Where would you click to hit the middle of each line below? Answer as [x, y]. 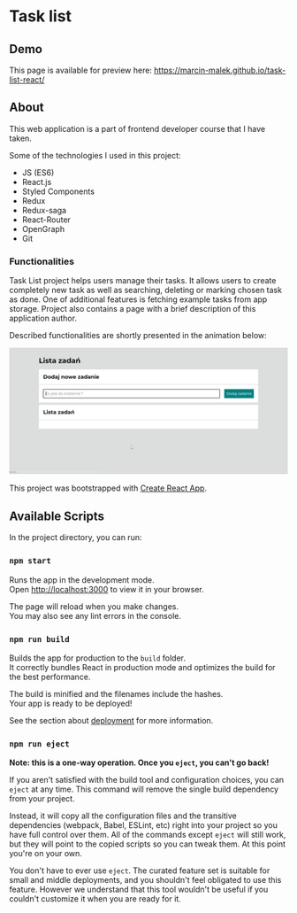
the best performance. [50, 677]
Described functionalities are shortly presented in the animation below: [138, 336]
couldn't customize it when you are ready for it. [95, 899]
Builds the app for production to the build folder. [98, 658]
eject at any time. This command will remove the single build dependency [144, 789]
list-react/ [27, 80]
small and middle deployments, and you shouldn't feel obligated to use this [145, 880]
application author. [43, 318]
